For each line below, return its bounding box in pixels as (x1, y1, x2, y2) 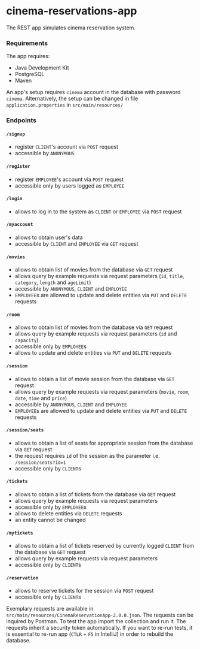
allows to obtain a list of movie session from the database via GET (14, 375, 175, 382)
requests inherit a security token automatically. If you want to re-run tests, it (6, 624, 193, 632)
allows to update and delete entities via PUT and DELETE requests (14, 349, 172, 357)
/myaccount (6, 222, 33, 228)
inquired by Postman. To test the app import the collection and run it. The (6, 618, 186, 625)
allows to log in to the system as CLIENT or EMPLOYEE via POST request (14, 208, 182, 215)
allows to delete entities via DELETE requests (14, 509, 122, 517)
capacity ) (14, 337, 39, 344)
